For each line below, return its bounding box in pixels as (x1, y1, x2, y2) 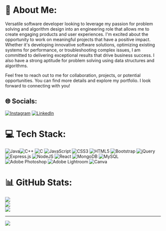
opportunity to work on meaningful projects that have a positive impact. (5, 37, 151, 42)
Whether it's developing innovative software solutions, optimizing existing (5, 41, 155, 47)
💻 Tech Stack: (5, 128, 66, 140)
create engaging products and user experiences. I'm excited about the (5, 31, 149, 37)
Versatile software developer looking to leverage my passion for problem (5, 21, 153, 27)
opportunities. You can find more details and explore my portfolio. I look (5, 77, 151, 83)
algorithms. (5, 63, 28, 69)
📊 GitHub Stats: (5, 177, 73, 188)
